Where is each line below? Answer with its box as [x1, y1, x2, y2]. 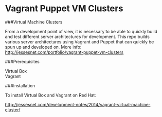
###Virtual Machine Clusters [5, 19, 63, 25]
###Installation [5, 82, 35, 88]
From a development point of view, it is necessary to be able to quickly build [5, 28, 157, 34]
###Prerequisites [5, 58, 40, 64]
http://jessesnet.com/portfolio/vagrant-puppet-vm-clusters [5, 49, 124, 55]
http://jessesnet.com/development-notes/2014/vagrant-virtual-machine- [5, 101, 151, 107]
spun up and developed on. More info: [5, 44, 82, 50]
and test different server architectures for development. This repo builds [5, 34, 150, 39]
